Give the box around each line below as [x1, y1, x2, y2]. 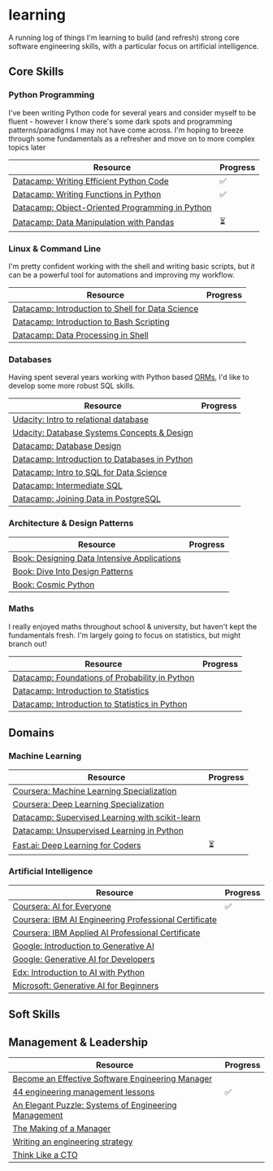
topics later [8, 142, 46, 152]
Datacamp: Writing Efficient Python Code [12, 175, 169, 186]
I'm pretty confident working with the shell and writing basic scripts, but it [8, 261, 255, 271]
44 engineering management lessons [12, 1086, 155, 1097]
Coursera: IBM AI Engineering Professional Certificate [12, 913, 217, 925]
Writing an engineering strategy [12, 1136, 133, 1147]
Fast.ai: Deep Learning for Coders [12, 840, 141, 851]
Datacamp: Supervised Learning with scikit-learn [12, 812, 201, 823]
